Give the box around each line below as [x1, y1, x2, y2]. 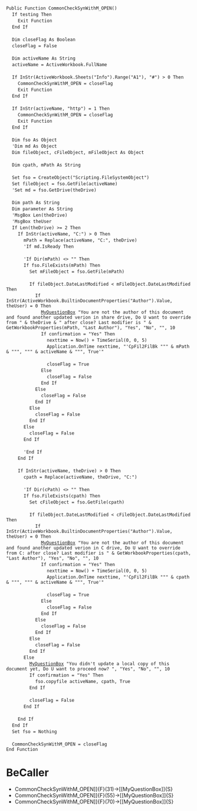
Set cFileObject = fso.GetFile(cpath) [29, 499, 125, 505]
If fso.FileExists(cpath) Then [23, 493, 100, 499]
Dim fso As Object [11, 137, 57, 143]
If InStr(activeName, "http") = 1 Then [11, 106, 110, 112]
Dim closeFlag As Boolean [11, 37, 75, 42]
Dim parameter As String [11, 206, 73, 212]
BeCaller [6, 766, 49, 780]
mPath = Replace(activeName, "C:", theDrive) [23, 237, 137, 243]
